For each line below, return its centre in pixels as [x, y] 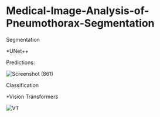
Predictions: [21, 62]
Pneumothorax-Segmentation [80, 23]
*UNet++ [17, 51]
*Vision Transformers [32, 96]
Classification [23, 85]
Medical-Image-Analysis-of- [78, 11]
